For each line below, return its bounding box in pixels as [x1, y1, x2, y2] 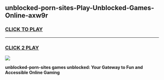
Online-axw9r [5, 12, 48, 20]
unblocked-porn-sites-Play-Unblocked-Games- [5, 4, 155, 12]
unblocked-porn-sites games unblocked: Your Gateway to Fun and [5, 64, 143, 70]
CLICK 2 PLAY [5, 44, 39, 51]
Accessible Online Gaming [5, 69, 60, 75]
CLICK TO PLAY [5, 26, 43, 33]
